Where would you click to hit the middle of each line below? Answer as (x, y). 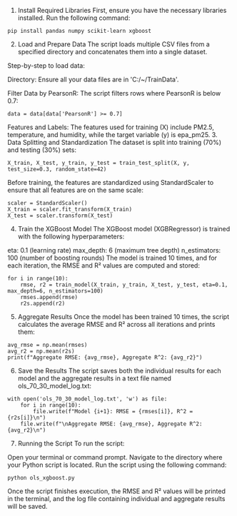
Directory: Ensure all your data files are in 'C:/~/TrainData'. (93, 79)
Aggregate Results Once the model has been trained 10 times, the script (123, 317)
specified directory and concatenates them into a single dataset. (112, 52)
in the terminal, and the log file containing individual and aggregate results (116, 499)
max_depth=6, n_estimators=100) (55, 291)
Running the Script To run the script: (71, 443)
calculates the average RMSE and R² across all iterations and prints (116, 324)
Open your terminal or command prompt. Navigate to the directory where (115, 457)
